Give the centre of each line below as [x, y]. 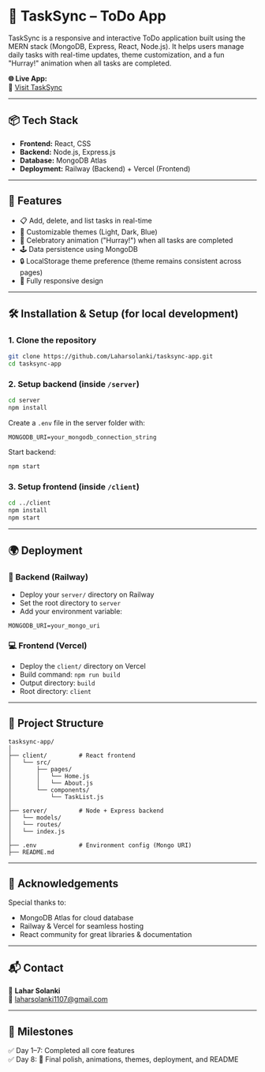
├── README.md [32, 852]
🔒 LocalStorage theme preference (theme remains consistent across [131, 261]
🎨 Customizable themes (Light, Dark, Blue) [88, 231]
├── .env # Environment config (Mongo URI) [100, 845]
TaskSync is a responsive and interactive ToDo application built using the [127, 38]
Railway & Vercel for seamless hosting [82, 926]
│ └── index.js [37, 831]
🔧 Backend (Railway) [49, 577]
